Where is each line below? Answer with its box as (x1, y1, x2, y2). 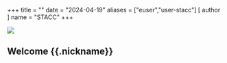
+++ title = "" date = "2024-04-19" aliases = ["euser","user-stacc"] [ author (7, 6, 221, 14)
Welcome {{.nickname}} (7, 46, 114, 58)
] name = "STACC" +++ (7, 13, 73, 21)
